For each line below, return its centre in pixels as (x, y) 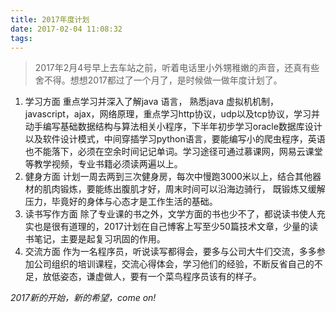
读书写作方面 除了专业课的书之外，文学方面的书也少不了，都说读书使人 (170, 214)
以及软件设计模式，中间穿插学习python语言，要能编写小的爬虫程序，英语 (175, 139)
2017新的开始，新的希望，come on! (83, 298)
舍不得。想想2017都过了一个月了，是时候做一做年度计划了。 (158, 80)
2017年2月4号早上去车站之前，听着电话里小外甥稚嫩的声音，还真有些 (177, 68)
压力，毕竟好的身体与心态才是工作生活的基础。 (121, 202)
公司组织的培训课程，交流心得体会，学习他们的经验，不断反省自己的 (174, 264)
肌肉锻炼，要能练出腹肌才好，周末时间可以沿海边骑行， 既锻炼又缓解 (184, 189)
